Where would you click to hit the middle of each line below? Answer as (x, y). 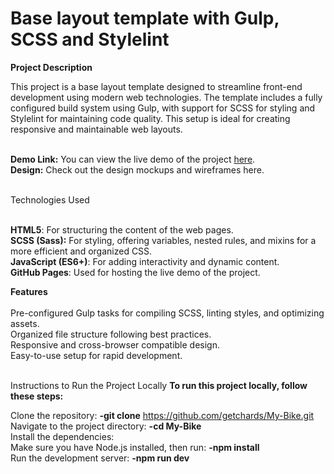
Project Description (51, 67)
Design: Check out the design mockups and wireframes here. (137, 169)
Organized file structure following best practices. (111, 334)
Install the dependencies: (62, 436)
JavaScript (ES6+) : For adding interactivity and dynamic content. (145, 261)
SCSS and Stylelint (90, 39)
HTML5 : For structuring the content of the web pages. (122, 229)
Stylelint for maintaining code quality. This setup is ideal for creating (150, 118)
